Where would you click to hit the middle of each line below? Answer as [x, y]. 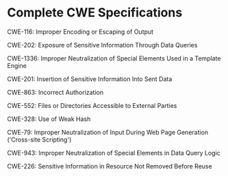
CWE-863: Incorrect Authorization [55, 92]
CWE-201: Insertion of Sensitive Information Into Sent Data [90, 79]
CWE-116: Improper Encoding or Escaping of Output [80, 32]
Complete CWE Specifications [95, 13]
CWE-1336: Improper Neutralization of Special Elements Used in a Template [114, 58]
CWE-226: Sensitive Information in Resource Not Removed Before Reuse [110, 166]
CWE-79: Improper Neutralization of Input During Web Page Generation [108, 132]
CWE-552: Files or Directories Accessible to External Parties [92, 105]
